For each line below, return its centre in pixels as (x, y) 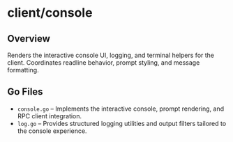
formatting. (23, 70)
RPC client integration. (50, 116)
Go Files (25, 92)
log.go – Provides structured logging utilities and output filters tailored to (122, 123)
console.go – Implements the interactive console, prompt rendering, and (121, 109)
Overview (29, 39)
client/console (50, 13)
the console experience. (52, 131)
